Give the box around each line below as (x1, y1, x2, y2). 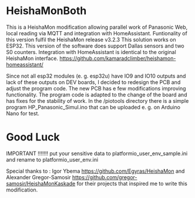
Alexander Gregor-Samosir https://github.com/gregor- (6, 173, 137, 180)
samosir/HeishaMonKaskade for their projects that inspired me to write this (6, 180, 188, 187)
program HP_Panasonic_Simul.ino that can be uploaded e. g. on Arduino (6, 103, 181, 110)
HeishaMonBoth (6, 4, 87, 18)
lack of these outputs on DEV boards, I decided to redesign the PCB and (6, 78, 181, 86)
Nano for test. (6, 110, 39, 117)
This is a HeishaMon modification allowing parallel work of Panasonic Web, (6, 24, 188, 31)
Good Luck (6, 130, 60, 144)
